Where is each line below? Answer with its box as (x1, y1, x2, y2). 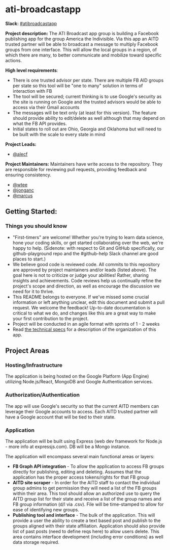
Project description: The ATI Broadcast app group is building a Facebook (5, 30, 159, 36)
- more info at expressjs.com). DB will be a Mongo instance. (5, 443, 130, 450)
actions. (5, 57, 22, 63)
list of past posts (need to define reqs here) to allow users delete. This (12, 528, 160, 534)
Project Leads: (5, 141, 37, 147)
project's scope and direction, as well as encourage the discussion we (12, 283, 160, 289)
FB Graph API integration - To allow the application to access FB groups (12, 463, 164, 469)
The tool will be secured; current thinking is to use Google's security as (12, 93, 162, 99)
